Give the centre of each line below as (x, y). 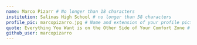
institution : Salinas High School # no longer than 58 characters (89, 17)
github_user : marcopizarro (39, 33)
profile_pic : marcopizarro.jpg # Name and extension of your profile (93, 22)
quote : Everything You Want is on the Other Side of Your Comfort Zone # (98, 28)
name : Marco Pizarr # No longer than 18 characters (70, 11)
